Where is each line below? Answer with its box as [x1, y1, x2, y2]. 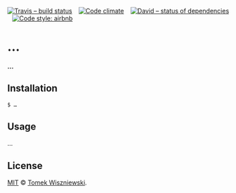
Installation [7, 82, 58, 94]
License [7, 159, 43, 172]
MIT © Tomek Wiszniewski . [7, 178, 87, 187]
